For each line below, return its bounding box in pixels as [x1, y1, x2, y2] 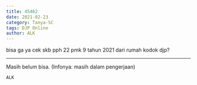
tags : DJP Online [6, 25, 49, 31]
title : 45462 [6, 8, 38, 15]
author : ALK [6, 30, 35, 36]
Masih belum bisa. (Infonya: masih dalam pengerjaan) [6, 63, 136, 70]
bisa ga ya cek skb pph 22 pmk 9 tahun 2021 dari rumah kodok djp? [6, 46, 170, 53]
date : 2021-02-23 [6, 14, 49, 20]
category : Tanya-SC [6, 19, 54, 25]
